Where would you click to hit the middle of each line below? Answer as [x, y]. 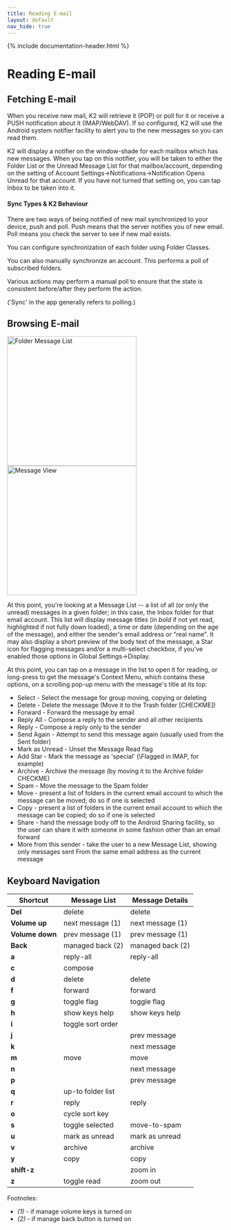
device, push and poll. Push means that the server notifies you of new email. [115, 226]
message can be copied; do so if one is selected [86, 815]
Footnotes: [22, 1198]
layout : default [30, 20]
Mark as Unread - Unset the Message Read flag [85, 749]
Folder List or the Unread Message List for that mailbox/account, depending [115, 166]
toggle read [82, 1181]
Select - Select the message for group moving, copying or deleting [112, 698]
